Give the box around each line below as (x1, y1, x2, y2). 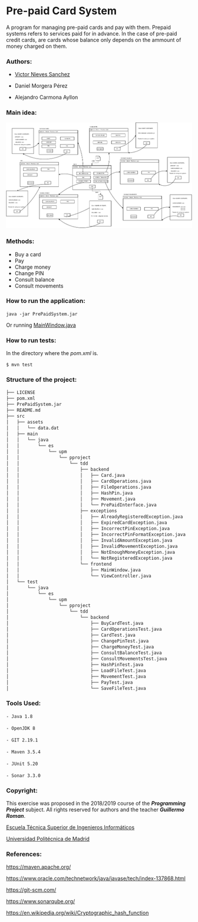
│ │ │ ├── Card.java (6, 472, 126, 479)
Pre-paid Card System (6, 4, 117, 18)
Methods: (6, 237, 35, 246)
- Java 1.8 (6, 713, 33, 720)
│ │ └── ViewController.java (6, 573, 151, 579)
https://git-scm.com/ (6, 886, 57, 894)
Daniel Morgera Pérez (14, 82, 68, 89)
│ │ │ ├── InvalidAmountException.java (6, 537, 173, 544)
